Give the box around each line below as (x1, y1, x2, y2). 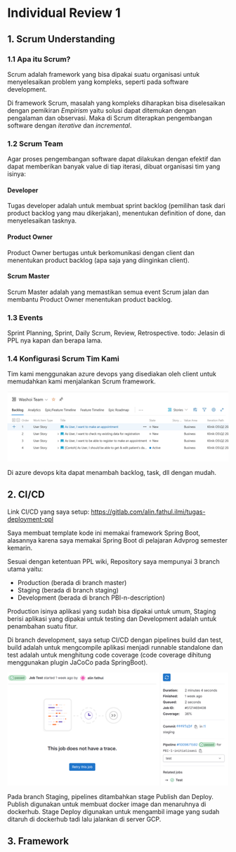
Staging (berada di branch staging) (17, 586, 119, 594)
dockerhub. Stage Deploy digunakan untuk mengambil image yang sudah (7, 808, 220, 816)
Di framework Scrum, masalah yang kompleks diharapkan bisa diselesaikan (7, 99, 226, 107)
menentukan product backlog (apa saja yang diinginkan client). (7, 256, 190, 264)
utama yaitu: (7, 564, 44, 573)
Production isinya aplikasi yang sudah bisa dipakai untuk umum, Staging (7, 607, 216, 615)
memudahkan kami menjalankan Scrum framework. (7, 377, 156, 385)
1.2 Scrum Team (7, 139, 63, 149)
